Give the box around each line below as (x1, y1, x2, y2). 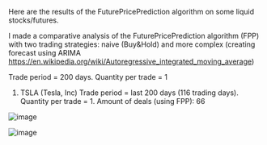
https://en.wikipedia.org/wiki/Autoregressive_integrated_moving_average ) (8, 56, 255, 66)
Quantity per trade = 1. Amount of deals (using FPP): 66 (19, 97, 206, 106)
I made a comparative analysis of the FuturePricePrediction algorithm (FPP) (8, 31, 260, 40)
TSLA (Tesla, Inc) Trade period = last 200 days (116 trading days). (19, 88, 239, 97)
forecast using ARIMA (8, 48, 81, 57)
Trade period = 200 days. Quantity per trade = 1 (8, 72, 168, 81)
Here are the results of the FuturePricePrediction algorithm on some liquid (8, 7, 255, 16)
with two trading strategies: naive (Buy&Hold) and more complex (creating (8, 39, 256, 49)
